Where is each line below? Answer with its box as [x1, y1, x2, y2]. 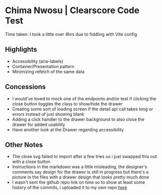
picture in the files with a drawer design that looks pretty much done [12, 174, 149, 180]
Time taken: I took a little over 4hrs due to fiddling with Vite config [5, 31, 137, 37]
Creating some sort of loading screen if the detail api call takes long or [12, 106, 153, 112]
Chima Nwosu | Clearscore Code [5, 5, 140, 16]
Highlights [5, 45, 37, 53]
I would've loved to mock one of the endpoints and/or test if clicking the [12, 95, 157, 102]
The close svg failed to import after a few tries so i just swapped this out [12, 154, 157, 160]
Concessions [5, 83, 46, 91]
